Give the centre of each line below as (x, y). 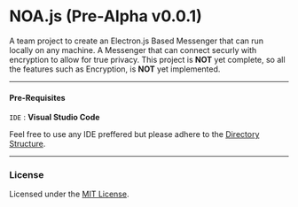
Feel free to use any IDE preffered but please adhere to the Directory (134, 134)
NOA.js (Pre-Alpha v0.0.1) (106, 16)
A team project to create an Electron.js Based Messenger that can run (137, 41)
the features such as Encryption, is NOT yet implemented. (115, 69)
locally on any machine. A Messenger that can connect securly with (133, 50)
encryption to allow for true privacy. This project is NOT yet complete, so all (147, 59)
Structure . (27, 144)
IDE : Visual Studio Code (55, 118)
